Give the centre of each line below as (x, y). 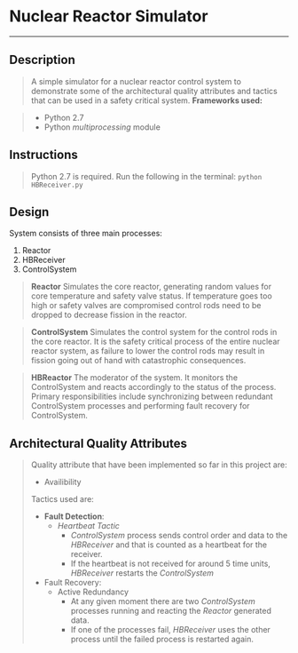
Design (29, 212)
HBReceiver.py (57, 185)
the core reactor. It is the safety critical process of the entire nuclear (156, 342)
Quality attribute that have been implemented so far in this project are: (159, 465)
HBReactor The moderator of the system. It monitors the (134, 378)
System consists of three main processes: (86, 234)
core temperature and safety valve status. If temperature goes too (151, 296)
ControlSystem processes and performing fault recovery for (140, 406)
